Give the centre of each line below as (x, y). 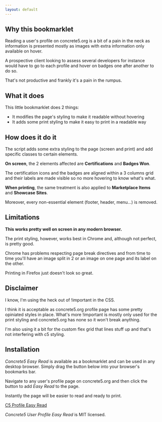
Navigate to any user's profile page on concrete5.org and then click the (76, 381)
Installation (22, 350)
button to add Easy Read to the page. (42, 386)
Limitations (22, 218)
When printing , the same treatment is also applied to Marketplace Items (78, 188)
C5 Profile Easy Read (26, 405)
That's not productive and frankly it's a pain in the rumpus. (64, 80)
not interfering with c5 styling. (35, 334)
